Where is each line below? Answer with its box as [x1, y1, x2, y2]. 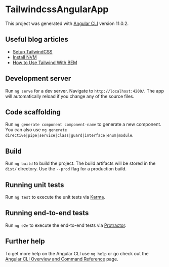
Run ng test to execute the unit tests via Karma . [5, 194, 105, 200]
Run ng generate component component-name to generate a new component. [5, 121, 162, 128]
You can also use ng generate [5, 127, 67, 133]
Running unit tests [5, 181, 64, 189]
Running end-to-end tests [5, 209, 89, 217]
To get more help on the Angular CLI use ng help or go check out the [5, 250, 149, 256]
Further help [5, 237, 46, 246]
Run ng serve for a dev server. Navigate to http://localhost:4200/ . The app [5, 87, 164, 94]
